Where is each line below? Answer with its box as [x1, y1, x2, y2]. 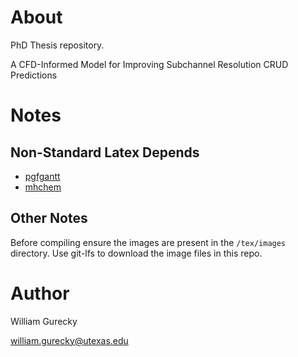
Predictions [10, 69, 58, 81]
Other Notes [10, 210, 88, 227]
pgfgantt [24, 170, 61, 182]
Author [10, 282, 70, 305]
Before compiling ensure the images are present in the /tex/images [10, 236, 287, 248]
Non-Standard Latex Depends [10, 144, 200, 161]
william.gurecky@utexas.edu [10, 334, 129, 346]
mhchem [24, 181, 62, 193]
